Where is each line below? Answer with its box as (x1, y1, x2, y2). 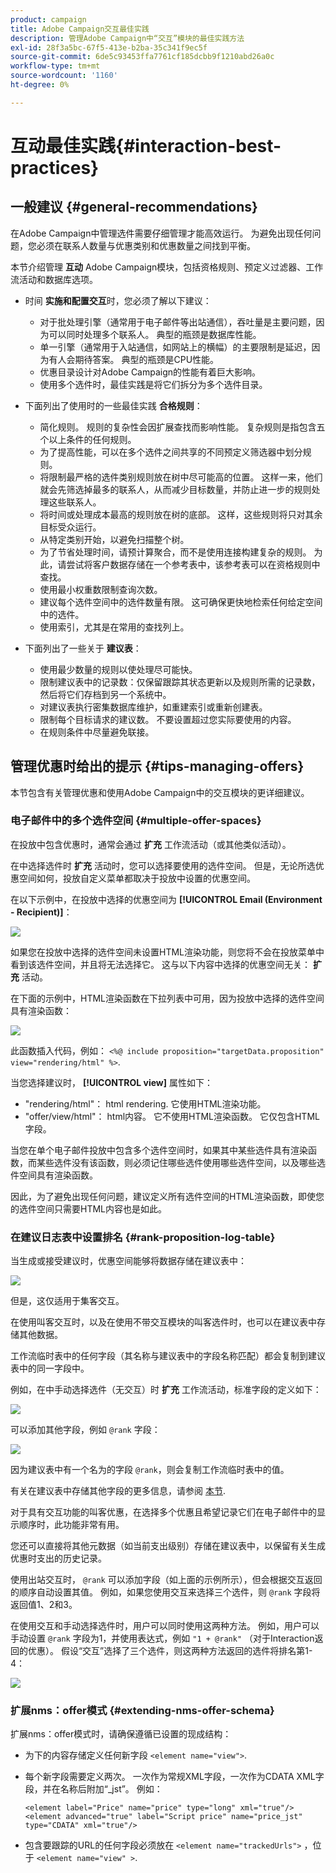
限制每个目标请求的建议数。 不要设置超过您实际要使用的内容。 (39, 713, 297, 725)
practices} (10, 156, 100, 179)
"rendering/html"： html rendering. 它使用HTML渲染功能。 (24, 1097, 267, 1110)
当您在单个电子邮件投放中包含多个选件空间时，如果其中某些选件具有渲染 (10, 1144, 308, 1156)
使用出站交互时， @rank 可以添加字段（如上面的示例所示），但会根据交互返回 (10, 1574, 323, 1586)
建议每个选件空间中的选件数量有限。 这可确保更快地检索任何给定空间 (39, 596, 323, 608)
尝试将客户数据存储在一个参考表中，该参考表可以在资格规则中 (66, 558, 321, 570)
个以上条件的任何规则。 (39, 433, 137, 445)
